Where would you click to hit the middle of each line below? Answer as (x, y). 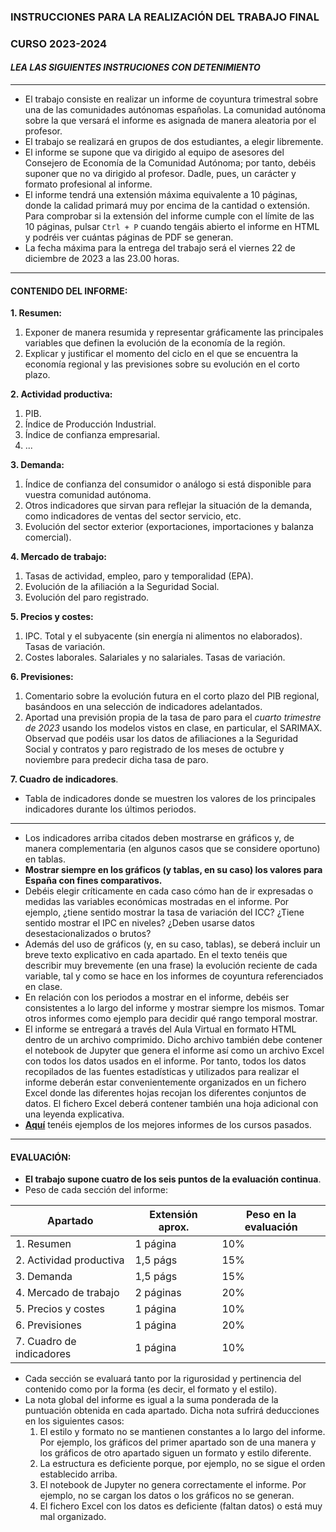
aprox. (174, 1227)
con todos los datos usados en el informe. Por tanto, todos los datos (165, 1061)
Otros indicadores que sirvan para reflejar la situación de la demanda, (168, 506)
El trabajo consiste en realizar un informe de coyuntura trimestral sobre (171, 99)
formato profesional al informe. (88, 184)
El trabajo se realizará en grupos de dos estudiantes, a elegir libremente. (174, 142)
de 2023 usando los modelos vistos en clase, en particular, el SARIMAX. (173, 728)
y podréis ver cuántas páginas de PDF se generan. (129, 237)
